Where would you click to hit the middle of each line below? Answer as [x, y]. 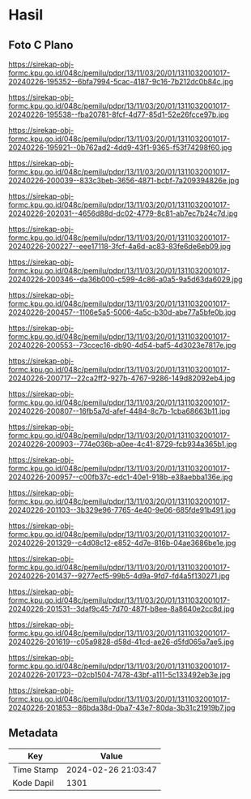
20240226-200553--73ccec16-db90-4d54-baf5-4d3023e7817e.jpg [122, 345]
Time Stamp [36, 770]
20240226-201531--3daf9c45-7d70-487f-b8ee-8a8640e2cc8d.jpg [121, 609]
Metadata [33, 733]
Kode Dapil [33, 783]
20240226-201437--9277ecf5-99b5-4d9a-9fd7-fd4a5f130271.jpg [119, 576]
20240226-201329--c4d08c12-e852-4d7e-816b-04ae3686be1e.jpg [122, 543]
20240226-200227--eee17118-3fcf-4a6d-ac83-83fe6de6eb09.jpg [119, 246]
